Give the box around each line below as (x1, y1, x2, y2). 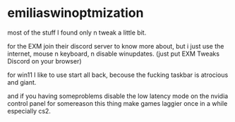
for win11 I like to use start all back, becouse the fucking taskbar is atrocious (7, 71, 229, 79)
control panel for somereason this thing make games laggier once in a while (7, 99, 228, 107)
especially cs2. (7, 106, 52, 115)
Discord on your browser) (7, 56, 83, 65)
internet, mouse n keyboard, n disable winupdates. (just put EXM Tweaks (7, 49, 220, 58)
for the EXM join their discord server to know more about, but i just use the (7, 42, 224, 50)
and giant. (7, 78, 37, 86)
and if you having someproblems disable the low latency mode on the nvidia (7, 92, 229, 100)
